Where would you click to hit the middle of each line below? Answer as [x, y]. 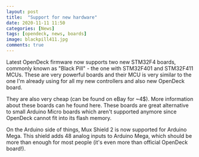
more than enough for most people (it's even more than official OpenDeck [97, 142]
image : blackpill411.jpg [37, 39]
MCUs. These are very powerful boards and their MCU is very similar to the [99, 75]
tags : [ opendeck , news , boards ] [46, 34]
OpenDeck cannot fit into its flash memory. [59, 118]
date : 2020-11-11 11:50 [36, 23]
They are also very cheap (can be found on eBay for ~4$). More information [100, 98]
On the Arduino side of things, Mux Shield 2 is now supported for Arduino [97, 130]
